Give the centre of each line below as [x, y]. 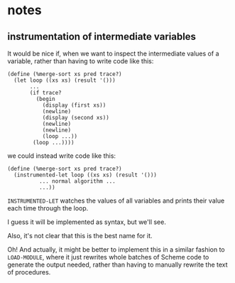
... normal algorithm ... [77, 181]
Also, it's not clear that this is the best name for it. [80, 236]
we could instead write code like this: [61, 156]
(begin [45, 99]
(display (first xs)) [74, 105]
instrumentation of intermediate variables [102, 37]
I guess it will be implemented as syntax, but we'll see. [87, 222]
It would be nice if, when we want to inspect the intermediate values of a [113, 53]
